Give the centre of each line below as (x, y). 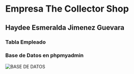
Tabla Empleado (25, 42)
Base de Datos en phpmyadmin (45, 55)
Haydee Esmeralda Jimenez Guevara (65, 28)
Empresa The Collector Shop (67, 9)
